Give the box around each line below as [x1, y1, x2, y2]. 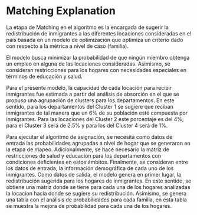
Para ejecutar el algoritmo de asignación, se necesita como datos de [6, 133, 173, 140]
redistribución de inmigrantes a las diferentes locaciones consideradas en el [6, 30, 192, 37]
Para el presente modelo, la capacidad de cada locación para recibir [6, 84, 172, 91]
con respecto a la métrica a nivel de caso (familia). [6, 43, 129, 50]
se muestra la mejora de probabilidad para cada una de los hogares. [6, 202, 172, 209]
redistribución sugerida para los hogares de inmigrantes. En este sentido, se [6, 177, 192, 184]
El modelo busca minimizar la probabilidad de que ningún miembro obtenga [6, 54, 190, 61]
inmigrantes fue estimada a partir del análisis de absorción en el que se [6, 90, 180, 97]
